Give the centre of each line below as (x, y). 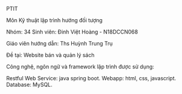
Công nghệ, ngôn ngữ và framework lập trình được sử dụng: (80, 66)
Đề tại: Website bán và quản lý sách (50, 55)
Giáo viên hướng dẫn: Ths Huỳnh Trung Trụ (60, 43)
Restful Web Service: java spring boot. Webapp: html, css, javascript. (91, 78)
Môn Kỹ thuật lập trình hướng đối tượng (54, 20)
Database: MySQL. (29, 84)
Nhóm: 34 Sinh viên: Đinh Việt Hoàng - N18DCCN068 (72, 32)
